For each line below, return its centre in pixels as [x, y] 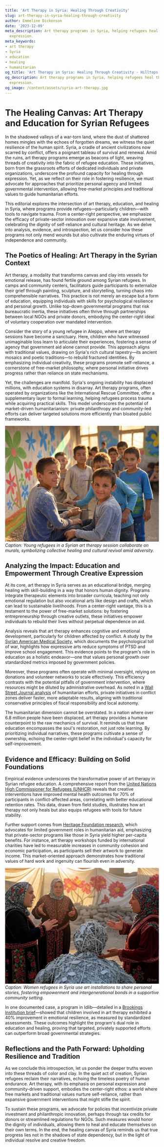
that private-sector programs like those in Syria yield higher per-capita [76, 835]
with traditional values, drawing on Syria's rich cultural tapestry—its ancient [81, 352]
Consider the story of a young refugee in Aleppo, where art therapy [73, 331]
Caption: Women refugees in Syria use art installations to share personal [79, 987]
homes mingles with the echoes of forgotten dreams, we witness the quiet [80, 142]
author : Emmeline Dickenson [34, 21]
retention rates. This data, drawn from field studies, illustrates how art [75, 805]
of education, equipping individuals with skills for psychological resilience [79, 301]
